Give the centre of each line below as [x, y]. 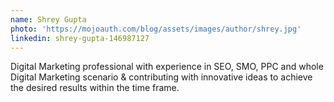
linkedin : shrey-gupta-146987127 [80, 38]
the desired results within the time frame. [95, 88]
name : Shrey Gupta [48, 19]
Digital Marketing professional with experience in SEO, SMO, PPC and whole [167, 67]
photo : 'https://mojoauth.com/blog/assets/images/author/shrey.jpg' [156, 29]
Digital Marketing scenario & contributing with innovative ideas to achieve [161, 77]
